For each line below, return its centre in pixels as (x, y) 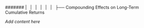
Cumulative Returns (25, 12)
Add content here (23, 22)
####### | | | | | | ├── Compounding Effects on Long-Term (72, 7)
